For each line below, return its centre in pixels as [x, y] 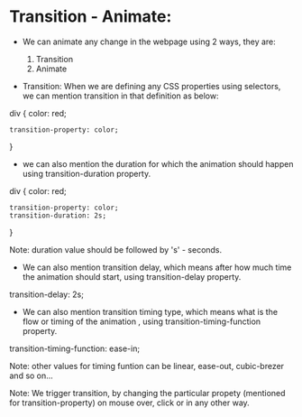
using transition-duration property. [87, 173]
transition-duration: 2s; [58, 215]
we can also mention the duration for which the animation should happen [158, 163]
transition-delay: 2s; [46, 294]
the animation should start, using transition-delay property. [132, 276]
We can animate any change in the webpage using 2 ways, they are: [149, 42]
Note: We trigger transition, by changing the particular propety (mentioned [147, 393]
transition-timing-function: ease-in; [75, 348]
